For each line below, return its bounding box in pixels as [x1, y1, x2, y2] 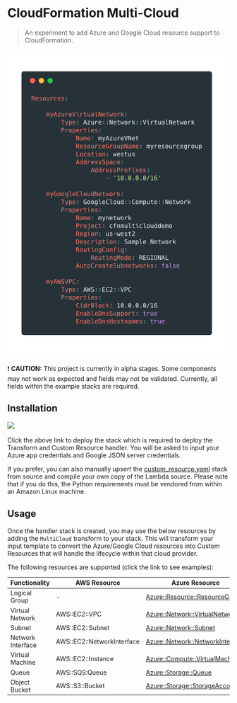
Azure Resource [171, 578, 220, 587]
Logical [10, 589, 32, 598]
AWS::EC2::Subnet [56, 623, 110, 631]
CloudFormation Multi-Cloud [7, 5, 179, 21]
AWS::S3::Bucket [56, 682, 105, 690]
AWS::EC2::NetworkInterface [56, 637, 140, 646]
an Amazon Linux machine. [7, 487, 86, 496]
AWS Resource [75, 578, 121, 587]
